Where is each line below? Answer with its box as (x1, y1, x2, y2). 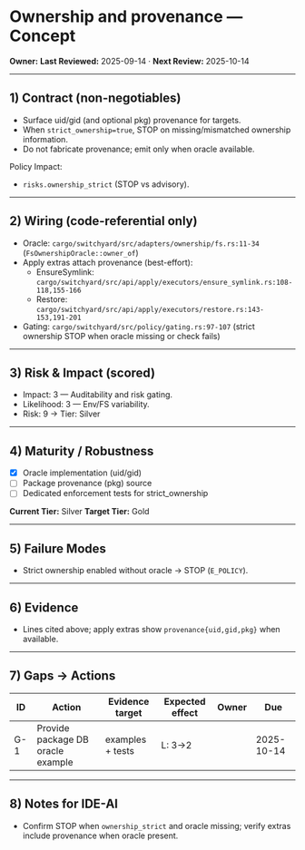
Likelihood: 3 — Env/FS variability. (22, 399, 150, 410)
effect (171, 706, 198, 718)
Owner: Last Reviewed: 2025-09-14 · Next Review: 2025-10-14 (9, 55, 250, 66)
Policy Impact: (9, 161, 63, 171)
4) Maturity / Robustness (9, 443, 154, 459)
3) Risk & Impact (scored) (9, 365, 156, 380)
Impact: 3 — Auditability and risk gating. (22, 389, 173, 400)
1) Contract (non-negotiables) (9, 91, 182, 106)
